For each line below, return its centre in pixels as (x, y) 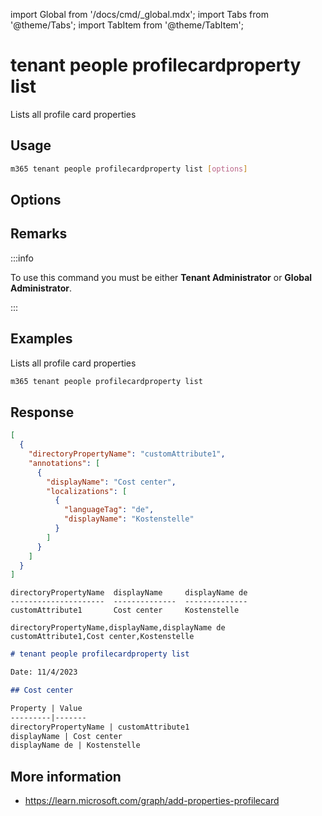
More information (66, 776)
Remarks (39, 234)
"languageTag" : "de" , (109, 510)
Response (42, 412)
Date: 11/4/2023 (44, 672)
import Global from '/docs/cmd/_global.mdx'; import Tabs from (139, 14)
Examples (41, 339)
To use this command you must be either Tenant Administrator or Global (161, 277)
